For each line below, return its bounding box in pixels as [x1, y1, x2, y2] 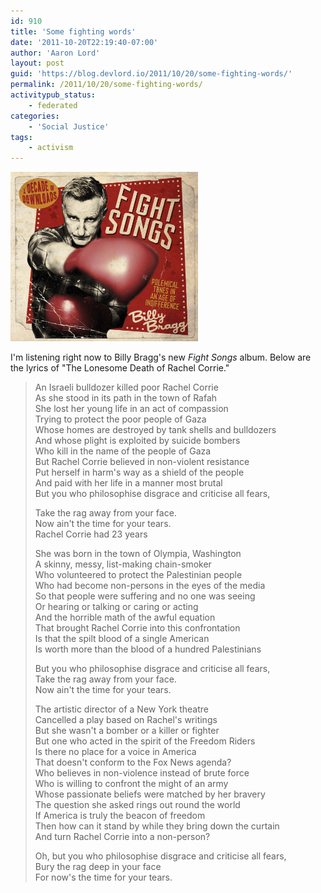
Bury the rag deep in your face [34, 861, 162, 873]
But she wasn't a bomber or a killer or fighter [34, 725, 220, 737]
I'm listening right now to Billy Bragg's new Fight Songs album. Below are [10, 351, 312, 364]
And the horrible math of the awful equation [34, 611, 216, 624]
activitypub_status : [10, 90, 97, 100]
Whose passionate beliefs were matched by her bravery [34, 788, 266, 800]
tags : [10, 132, 33, 142]
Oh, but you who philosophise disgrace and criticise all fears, [34, 850, 287, 862]
